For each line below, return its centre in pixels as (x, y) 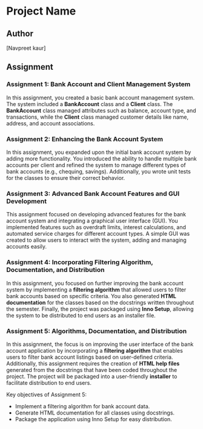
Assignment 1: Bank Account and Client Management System (98, 84)
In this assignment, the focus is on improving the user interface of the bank (100, 344)
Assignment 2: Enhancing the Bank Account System (85, 139)
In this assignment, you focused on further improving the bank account (95, 283)
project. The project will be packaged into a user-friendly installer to (92, 376)
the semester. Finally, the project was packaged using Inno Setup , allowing (100, 309)
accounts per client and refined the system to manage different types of (96, 165)
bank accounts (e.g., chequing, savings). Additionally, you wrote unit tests (98, 171)
